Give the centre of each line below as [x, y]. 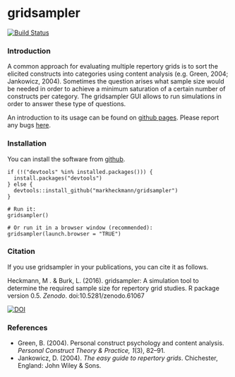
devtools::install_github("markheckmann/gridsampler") [96, 190]
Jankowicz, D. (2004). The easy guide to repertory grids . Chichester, [117, 358]
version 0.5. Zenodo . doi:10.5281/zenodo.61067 [76, 296]
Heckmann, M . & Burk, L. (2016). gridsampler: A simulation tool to [103, 280]
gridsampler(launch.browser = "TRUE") [64, 234]
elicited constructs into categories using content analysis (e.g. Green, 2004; [118, 74]
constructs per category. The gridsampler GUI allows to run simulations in [115, 96]
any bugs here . [29, 125]
